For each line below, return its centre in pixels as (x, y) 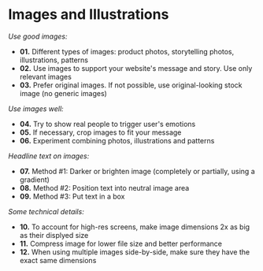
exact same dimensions (58, 260)
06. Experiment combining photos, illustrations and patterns (117, 140)
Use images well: (36, 109)
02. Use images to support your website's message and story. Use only (136, 68)
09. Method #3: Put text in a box (72, 196)
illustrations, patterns (54, 60)
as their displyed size (54, 235)
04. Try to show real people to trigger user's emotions (107, 124)
